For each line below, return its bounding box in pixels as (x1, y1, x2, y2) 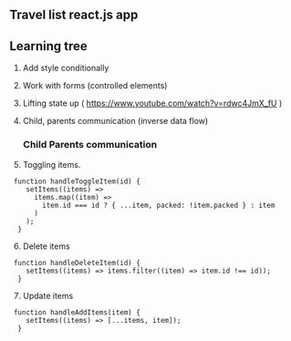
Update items (22, 290, 74, 301)
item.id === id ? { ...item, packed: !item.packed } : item (42, 201, 275, 210)
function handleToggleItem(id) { (13, 177, 141, 186)
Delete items (22, 241, 70, 252)
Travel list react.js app (9, 7, 139, 23)
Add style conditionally (22, 63, 109, 74)
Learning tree (9, 38, 88, 54)
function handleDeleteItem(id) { (13, 258, 141, 267)
